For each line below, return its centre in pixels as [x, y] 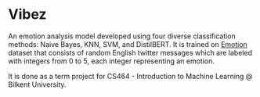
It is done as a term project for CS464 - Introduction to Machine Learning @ [130, 76]
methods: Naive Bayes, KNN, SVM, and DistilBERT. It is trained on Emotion [128, 44]
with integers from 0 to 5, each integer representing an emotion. [112, 61]
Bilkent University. [37, 84]
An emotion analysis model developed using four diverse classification [122, 36]
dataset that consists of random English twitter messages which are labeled [130, 52]
